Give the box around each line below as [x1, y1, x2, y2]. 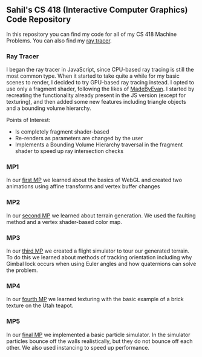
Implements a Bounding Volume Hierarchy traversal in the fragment [15, 141, 183, 148]
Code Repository [6, 15, 71, 25]
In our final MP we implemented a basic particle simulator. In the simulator [6, 331, 191, 338]
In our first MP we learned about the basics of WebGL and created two [6, 176, 183, 184]
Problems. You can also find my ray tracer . [6, 36, 112, 44]
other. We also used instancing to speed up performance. [6, 344, 150, 351]
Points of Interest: [6, 117, 51, 124]
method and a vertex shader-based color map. [6, 218, 122, 225]
